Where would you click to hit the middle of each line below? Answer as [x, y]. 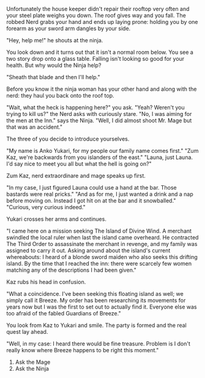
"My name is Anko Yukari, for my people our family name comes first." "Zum [102, 151]
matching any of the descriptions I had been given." [71, 270]
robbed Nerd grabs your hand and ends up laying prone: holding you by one [102, 22]
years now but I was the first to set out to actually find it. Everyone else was [102, 307]
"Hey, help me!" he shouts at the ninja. [55, 40]
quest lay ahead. [27, 332]
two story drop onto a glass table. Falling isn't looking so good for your [95, 59]
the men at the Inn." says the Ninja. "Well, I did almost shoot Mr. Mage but [99, 120]
